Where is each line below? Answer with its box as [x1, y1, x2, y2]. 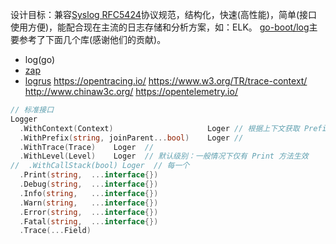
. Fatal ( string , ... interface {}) [19, 216, 159, 227]
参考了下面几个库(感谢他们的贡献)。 [18, 34, 167, 45]
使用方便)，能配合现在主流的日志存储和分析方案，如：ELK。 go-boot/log [10, 21, 310, 33]
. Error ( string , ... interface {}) [19, 207, 159, 217]
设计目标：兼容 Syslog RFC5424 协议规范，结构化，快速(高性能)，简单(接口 [10, 9, 318, 20]
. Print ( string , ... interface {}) [19, 170, 159, 180]
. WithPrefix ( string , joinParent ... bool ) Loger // [19, 133, 244, 143]
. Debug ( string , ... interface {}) [19, 179, 159, 189]
